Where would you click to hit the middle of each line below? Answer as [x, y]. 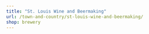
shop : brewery [24, 22]
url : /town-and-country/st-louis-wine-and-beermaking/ [75, 17]
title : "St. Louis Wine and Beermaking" [57, 11]
